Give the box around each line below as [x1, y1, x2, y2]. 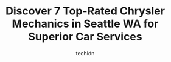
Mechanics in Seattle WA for [12, 17, 159, 31]
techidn [75, 49, 95, 57]
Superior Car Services [28, 30, 142, 43]
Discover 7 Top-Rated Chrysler [5, 4, 166, 18]
